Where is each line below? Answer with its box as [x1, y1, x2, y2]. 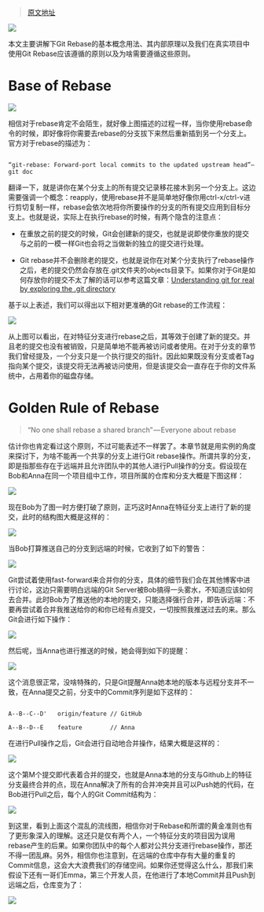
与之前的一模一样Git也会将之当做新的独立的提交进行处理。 [19, 238, 208, 248]
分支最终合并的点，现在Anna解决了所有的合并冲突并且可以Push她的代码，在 [8, 779, 255, 789]
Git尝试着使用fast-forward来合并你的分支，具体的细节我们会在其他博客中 [8, 574, 244, 585]
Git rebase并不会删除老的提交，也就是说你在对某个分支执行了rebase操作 [19, 255, 255, 264]
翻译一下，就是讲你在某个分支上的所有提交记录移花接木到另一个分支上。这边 [8, 183, 256, 192]
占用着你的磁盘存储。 [28, 371, 98, 380]
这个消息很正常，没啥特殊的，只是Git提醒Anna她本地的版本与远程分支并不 [8, 677, 247, 687]
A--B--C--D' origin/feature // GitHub [8, 710, 143, 718]
